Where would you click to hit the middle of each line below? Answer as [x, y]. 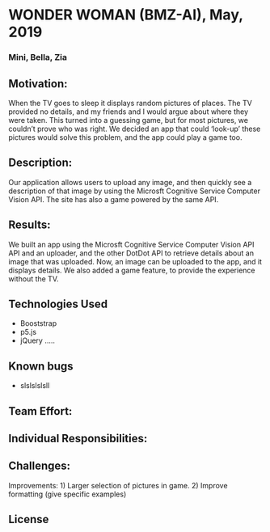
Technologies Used [58, 304]
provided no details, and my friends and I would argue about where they [129, 112]
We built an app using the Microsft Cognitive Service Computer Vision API [131, 244]
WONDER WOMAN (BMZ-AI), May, [126, 15]
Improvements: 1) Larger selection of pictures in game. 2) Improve [118, 485]
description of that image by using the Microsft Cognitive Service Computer [135, 191]
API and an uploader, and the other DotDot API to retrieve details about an [131, 253]
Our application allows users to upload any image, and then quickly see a [130, 182]
